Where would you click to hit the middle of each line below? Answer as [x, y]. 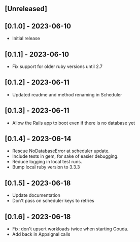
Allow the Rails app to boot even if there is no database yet [74, 123]
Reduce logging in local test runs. [47, 162]
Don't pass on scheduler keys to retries [53, 201]
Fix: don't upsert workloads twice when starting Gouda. [70, 229]
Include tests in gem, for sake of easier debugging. [65, 156]
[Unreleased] [26, 9]
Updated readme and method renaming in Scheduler [67, 94]
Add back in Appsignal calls [41, 234]
